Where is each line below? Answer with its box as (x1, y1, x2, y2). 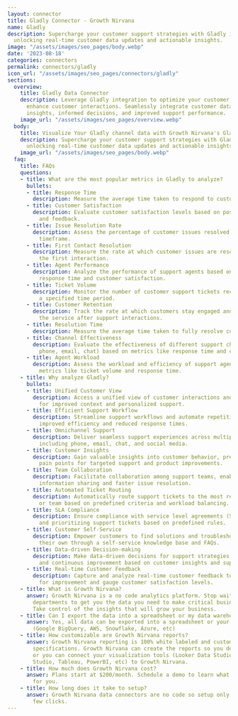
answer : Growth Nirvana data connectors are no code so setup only (25, 691, 230, 698)
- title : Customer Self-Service (25, 526, 122, 533)
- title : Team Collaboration (25, 466, 113, 474)
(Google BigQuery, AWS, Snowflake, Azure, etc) (33, 625, 176, 633)
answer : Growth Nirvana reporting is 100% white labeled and (25, 638, 211, 646)
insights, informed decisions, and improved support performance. (25, 109, 227, 117)
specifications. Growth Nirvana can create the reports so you (33, 645, 223, 652)
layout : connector (7, 10, 62, 18)
